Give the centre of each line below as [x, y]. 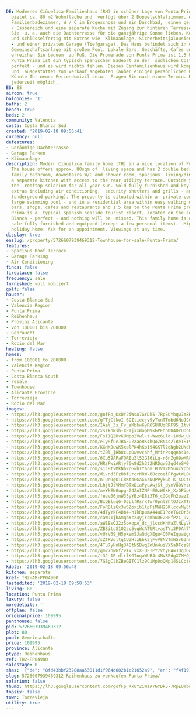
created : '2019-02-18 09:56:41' [45, 131]
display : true [23, 235]
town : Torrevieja [27, 697]
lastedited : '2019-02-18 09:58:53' [49, 583]
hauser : [15, 295]
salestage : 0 [22, 665]
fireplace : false [27, 273]
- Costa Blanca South [32, 376]
